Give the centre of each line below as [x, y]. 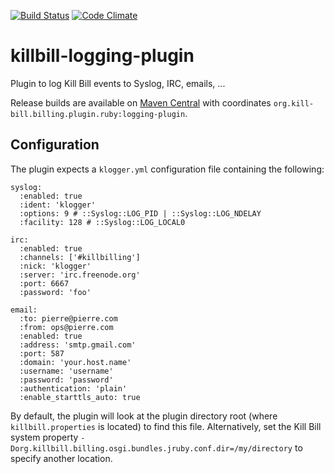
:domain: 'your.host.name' [75, 362]
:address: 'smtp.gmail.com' [78, 345]
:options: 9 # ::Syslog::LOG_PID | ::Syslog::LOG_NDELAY [140, 213]
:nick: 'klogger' [55, 266]
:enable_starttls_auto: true [80, 397]
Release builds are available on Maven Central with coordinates [141, 102]
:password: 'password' [66, 380]
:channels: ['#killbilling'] [80, 257]
